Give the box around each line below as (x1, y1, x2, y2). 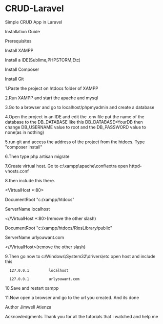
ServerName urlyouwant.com (5, 234, 64, 240)
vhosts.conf (5, 168, 29, 174)
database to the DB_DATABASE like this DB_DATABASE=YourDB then (5, 119, 143, 125)
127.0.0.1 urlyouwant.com (9, 277, 80, 281)
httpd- (129, 163, 142, 169)
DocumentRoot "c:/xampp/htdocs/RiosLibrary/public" (5, 225, 112, 231)
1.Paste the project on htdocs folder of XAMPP (5, 85, 99, 91)
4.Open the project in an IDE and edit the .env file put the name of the (5, 113, 145, 120)
